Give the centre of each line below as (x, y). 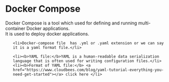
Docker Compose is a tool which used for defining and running (71, 23)
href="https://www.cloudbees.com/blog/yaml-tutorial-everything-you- (88, 70)
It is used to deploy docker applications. (47, 34)
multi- (144, 23)
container (15, 28)
